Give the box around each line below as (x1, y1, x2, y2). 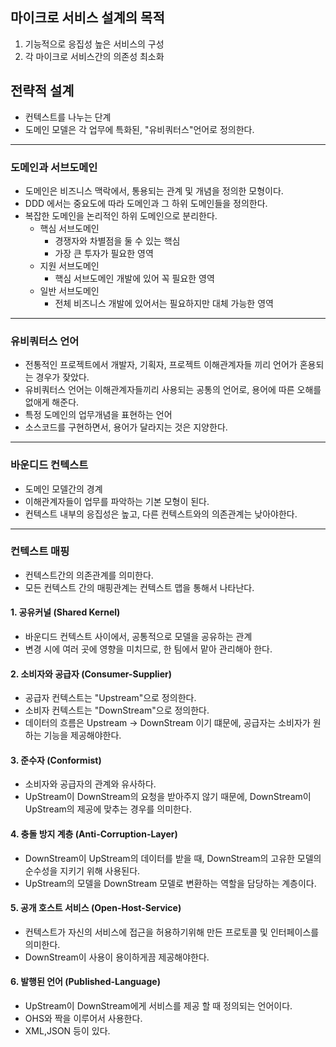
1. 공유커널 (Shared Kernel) (10, 606, 121, 618)
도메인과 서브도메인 (10, 160, 98, 174)
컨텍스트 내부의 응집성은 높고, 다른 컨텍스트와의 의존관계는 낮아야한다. (24, 508, 298, 520)
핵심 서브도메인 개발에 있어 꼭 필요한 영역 (54, 272, 215, 284)
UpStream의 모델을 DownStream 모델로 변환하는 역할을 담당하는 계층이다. (24, 877, 317, 889)
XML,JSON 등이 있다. (24, 1025, 111, 1037)
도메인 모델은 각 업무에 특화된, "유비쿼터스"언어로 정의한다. (24, 123, 255, 135)
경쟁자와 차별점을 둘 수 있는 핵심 (54, 234, 181, 247)
